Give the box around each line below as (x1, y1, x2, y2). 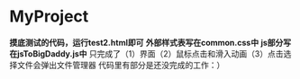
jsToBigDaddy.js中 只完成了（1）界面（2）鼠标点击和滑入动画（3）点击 (16, 48, 284, 59)
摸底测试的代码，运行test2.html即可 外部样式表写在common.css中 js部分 (9, 37, 284, 48)
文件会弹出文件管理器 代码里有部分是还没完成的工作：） (16, 59, 225, 70)
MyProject (9, 6, 89, 27)
